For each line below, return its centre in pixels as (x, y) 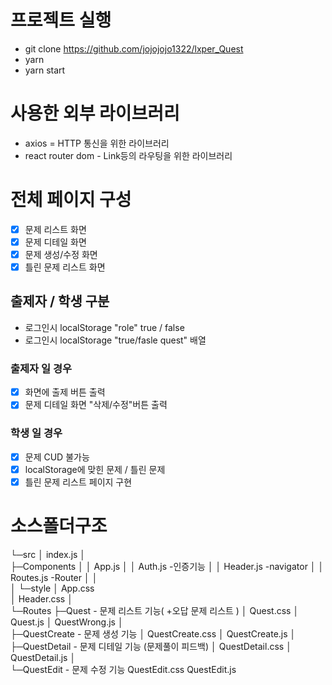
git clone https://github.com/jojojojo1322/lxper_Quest (134, 48)
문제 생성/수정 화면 (61, 254)
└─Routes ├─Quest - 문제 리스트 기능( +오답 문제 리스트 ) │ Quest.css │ (155, 610)
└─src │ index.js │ (48, 554)
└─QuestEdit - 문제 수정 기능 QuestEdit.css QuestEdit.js (123, 669)
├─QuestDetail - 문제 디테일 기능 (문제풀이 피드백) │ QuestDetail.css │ (151, 646)
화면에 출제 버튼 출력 (65, 392)
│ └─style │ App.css (52, 588)
